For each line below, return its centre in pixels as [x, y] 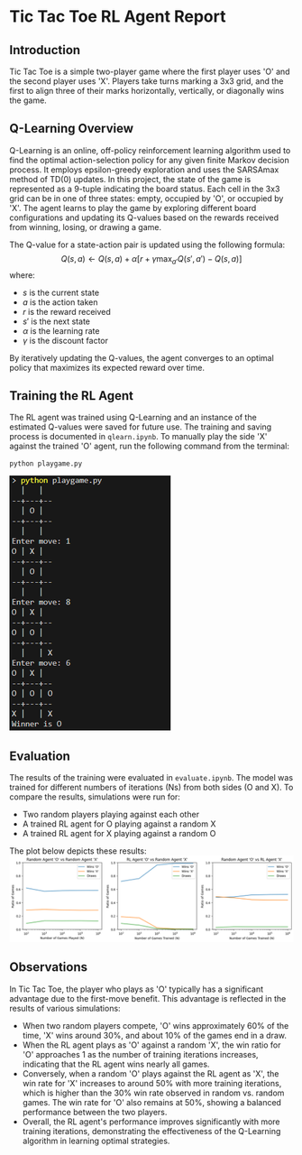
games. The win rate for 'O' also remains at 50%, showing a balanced [152, 1102]
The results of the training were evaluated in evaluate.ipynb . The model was [151, 778]
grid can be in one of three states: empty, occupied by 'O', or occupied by [146, 198]
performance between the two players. [95, 1112]
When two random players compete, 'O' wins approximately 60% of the [156, 1025]
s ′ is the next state [56, 321]
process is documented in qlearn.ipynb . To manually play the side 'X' [138, 437]
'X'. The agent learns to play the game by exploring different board [133, 208]
